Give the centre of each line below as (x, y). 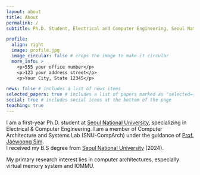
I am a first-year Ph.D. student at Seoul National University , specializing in (96, 122)
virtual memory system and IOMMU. (51, 165)
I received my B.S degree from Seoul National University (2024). (85, 148)
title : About (22, 17)
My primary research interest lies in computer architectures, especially (93, 159)
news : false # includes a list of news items (63, 89)
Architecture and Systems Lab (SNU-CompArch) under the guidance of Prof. (100, 135)
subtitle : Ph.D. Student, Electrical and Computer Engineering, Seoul (96, 28)
